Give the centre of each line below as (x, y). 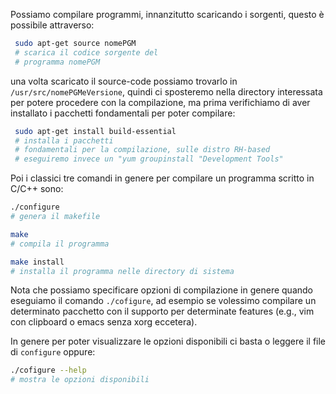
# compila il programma (60, 244)
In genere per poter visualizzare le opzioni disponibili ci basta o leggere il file (168, 341)
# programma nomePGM (57, 62)
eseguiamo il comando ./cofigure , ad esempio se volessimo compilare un (163, 301)
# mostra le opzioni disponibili (80, 380)
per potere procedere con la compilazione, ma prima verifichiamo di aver (160, 102)
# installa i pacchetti (64, 140)
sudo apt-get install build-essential (95, 131)
